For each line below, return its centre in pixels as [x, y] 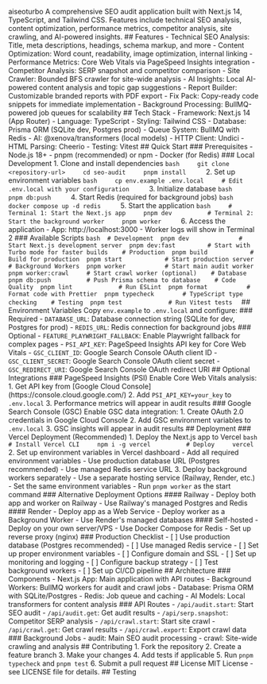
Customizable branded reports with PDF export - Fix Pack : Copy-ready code [133, 96]
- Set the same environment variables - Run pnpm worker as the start [120, 486]
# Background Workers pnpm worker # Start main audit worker [131, 266]
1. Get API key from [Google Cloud [64, 386]
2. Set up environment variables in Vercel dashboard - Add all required [124, 452]
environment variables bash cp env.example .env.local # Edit [126, 180]
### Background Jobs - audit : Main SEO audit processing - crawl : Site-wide [133, 638]
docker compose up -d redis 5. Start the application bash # [120, 205]
